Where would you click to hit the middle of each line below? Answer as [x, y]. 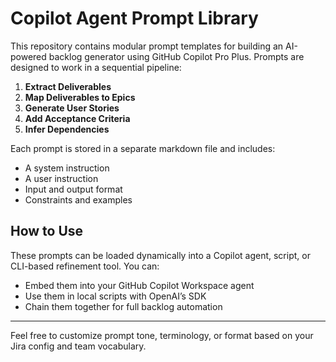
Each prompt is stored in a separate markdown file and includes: [143, 148]
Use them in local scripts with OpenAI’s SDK [115, 296]
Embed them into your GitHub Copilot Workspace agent [139, 285]
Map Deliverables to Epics [80, 97]
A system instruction [67, 168]
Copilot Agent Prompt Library [134, 18]
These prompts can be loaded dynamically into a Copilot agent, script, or [160, 255]
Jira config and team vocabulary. [78, 346]
